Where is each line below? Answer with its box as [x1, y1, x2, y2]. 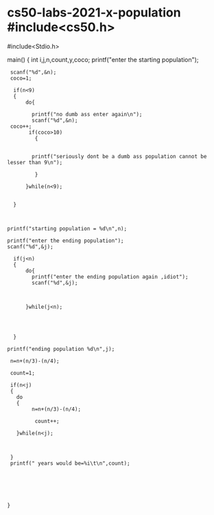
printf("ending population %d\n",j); [7, 345, 115, 352]
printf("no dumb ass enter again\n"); [32, 111, 143, 118]
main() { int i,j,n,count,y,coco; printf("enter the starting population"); [7, 55, 199, 63]
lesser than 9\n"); [7, 159, 63, 166]
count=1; [10, 369, 36, 376]
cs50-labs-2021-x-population [7, 5, 181, 21]
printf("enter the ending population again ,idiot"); [32, 273, 189, 280]
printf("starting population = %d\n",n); [7, 225, 128, 232]
